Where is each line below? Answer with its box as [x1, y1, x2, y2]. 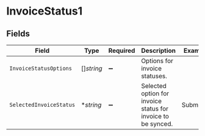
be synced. [141, 120, 173, 128]
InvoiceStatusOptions [9, 65, 72, 72]
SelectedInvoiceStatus [9, 101, 75, 108]
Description [141, 47, 176, 55]
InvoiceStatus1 [6, 4, 83, 18]
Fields [6, 29, 31, 39]
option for [141, 89, 170, 98]
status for [141, 104, 169, 113]
